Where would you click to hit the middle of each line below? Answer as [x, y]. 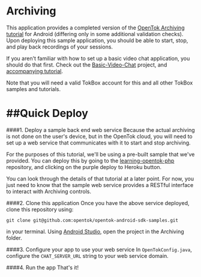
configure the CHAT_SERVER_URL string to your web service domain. [88, 255]
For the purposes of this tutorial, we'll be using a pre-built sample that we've [100, 154]
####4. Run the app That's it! [43, 267]
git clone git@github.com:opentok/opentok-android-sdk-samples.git [92, 220]
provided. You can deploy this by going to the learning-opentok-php [90, 161]
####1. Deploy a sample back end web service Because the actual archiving [100, 130]
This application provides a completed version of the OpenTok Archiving [95, 28]
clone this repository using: [40, 209]
